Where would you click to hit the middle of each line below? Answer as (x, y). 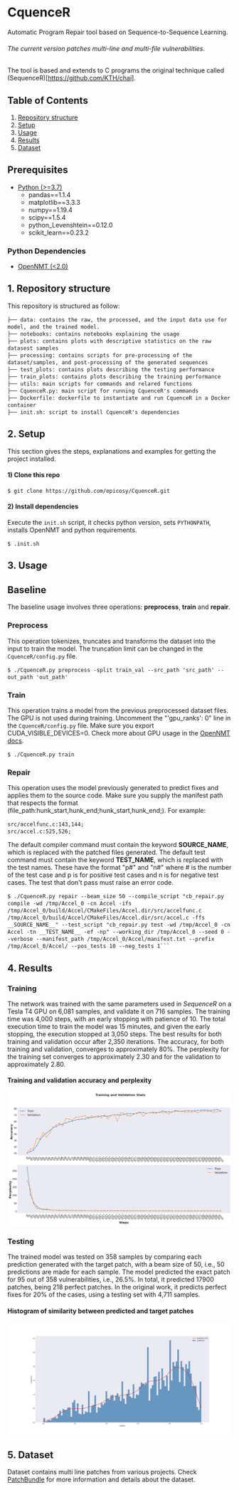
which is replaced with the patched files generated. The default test (107, 852)
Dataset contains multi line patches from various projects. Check (102, 1472)
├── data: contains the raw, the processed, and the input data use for (117, 320)
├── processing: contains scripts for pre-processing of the (100, 355)
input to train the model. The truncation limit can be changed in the (105, 649)
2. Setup (26, 434)
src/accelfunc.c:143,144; (46, 825)
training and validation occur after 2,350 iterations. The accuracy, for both (116, 1041)
